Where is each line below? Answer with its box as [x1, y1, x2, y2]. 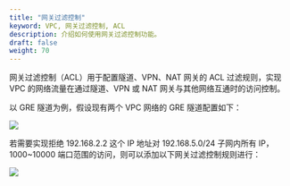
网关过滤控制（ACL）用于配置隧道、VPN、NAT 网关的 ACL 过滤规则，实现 [9, 72, 282, 83]
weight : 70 [9, 46, 50, 55]
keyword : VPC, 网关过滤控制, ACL [9, 21, 126, 30]
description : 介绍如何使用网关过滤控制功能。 [9, 30, 162, 38]
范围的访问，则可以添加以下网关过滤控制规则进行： [72, 149, 261, 160]
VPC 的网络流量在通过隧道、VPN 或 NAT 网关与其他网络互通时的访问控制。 [9, 83, 286, 94]
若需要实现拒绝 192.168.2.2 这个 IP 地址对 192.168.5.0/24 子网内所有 [9, 138, 257, 148]
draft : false [9, 38, 58, 47]
